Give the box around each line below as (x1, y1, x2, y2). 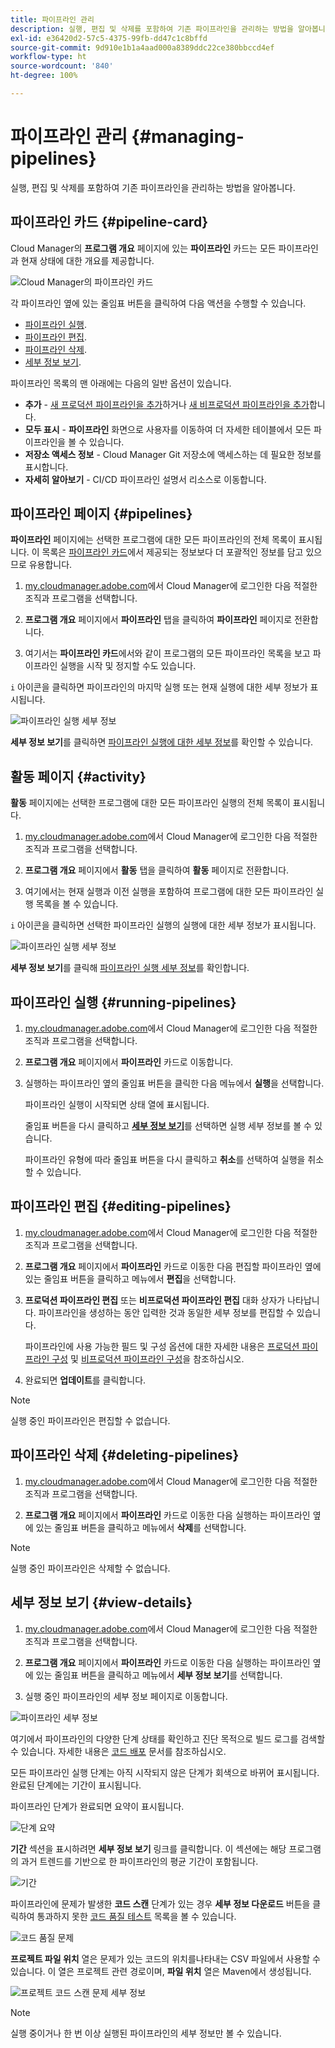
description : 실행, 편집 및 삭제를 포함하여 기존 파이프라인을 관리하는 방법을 (10, 24, 294, 34)
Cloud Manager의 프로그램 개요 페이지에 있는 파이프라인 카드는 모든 (10, 242, 277, 254)
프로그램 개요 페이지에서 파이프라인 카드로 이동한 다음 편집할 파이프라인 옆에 (24, 1260, 322, 1272)
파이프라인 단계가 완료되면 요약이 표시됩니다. (10, 1800, 185, 1812)
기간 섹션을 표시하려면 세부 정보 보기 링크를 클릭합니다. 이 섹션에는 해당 (10, 1842, 287, 1855)
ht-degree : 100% (10, 71, 78, 81)
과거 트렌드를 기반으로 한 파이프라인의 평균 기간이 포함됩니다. (20, 1855, 259, 1867)
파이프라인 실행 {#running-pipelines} (10, 994, 237, 1011)
